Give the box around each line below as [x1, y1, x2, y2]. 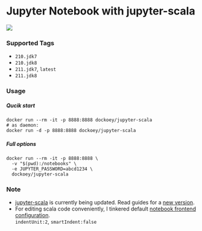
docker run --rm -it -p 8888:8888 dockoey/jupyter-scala [6, 117, 153, 123]
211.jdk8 [14, 73, 37, 79]
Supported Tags [6, 39, 55, 47]
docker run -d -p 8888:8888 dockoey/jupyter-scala [6, 128, 136, 134]
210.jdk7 [14, 54, 37, 60]
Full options [6, 140, 36, 147]
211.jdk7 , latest [14, 65, 57, 73]
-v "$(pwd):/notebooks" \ [11, 161, 77, 167]
